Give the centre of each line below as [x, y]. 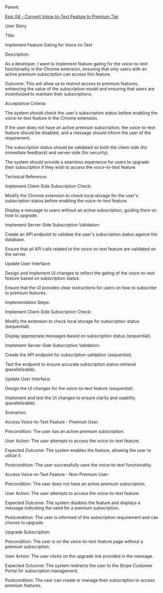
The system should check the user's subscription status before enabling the [81, 113]
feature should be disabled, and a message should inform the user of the [78, 133]
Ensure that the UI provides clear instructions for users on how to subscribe [81, 288]
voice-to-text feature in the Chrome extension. [52, 118]
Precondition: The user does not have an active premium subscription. [75, 484]
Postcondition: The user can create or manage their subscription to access [80, 580]
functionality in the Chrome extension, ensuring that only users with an [76, 69]
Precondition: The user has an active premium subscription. [65, 431]
